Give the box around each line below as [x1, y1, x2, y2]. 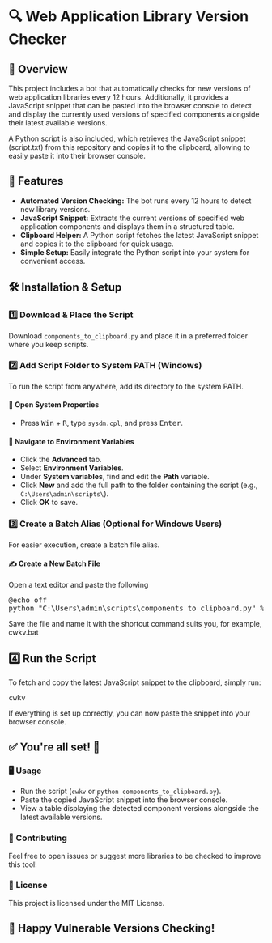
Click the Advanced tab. [19, 455, 103, 465]
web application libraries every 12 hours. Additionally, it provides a [8, 92, 229, 102]
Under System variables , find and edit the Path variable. [19, 472, 210, 482]
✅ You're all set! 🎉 [8, 740, 100, 754]
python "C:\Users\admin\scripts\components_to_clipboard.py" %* [8, 603, 270, 613]
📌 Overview [8, 62, 68, 76]
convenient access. [19, 256, 86, 265]
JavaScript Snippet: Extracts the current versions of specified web [19, 213, 245, 223]
